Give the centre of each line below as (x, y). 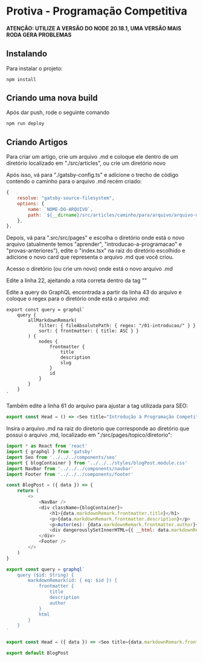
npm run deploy (25, 124)
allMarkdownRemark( (53, 320)
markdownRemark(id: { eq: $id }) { (73, 581)
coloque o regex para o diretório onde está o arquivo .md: (78, 299)
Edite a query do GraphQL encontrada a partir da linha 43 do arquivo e (94, 293)
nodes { (48, 342)
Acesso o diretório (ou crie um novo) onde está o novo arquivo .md (90, 269)
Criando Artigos (37, 142)
